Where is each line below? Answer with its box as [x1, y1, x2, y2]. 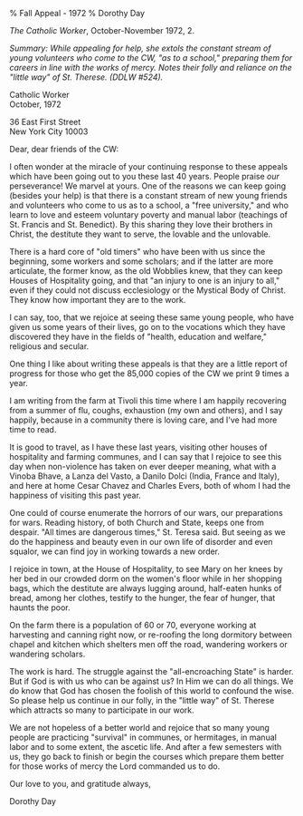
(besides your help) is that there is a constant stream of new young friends [9, 190, 288, 200]
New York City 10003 [9, 126, 89, 137]
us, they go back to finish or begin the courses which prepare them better [9, 752, 285, 762]
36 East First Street [9, 117, 81, 127]
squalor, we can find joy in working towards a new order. [9, 546, 220, 557]
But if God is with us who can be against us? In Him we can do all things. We [9, 675, 294, 686]
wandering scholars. [9, 648, 86, 659]
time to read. [9, 424, 57, 434]
